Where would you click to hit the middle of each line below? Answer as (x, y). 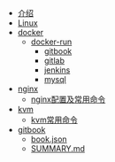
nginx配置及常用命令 (68, 99)
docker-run (51, 42)
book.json (49, 139)
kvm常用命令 (54, 120)
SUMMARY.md (58, 148)
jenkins (57, 70)
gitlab (54, 61)
